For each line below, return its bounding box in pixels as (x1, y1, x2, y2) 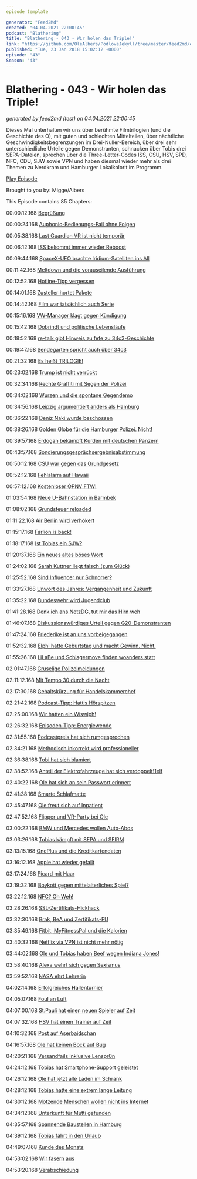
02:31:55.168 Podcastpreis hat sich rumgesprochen (6, 733, 130, 740)
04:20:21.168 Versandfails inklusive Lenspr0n (6, 1052, 116, 1059)
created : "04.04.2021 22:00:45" (6, 25, 85, 31)
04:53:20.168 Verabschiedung (6, 1166, 79, 1173)
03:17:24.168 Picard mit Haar (6, 870, 75, 877)
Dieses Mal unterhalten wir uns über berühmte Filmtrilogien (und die (6, 126, 171, 133)
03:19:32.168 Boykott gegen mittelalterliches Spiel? (6, 881, 129, 889)
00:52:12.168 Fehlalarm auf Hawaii (6, 471, 89, 478)
